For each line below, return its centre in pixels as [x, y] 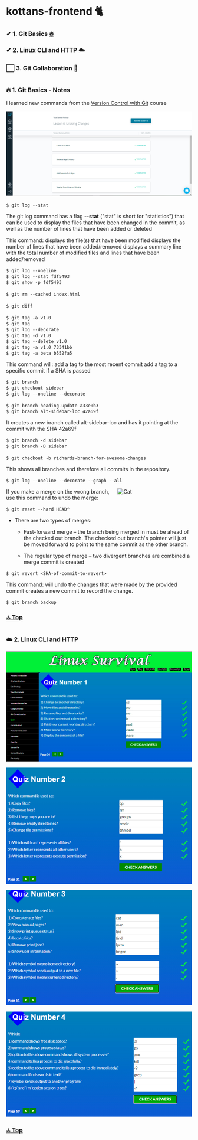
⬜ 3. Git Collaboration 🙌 [42, 68]
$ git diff [19, 306]
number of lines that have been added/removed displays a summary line [94, 247]
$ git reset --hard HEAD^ [38, 509]
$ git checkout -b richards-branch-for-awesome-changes [76, 458]
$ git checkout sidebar [35, 388]
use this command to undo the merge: [52, 498]
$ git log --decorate [33, 330]
